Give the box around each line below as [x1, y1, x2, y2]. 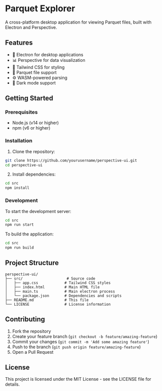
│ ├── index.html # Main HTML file [5, 285, 100, 289]
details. [5, 381, 20, 388]
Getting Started [5, 94, 54, 103]
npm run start [5, 222, 34, 227]
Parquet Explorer [5, 3, 75, 14]
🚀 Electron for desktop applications [12, 52, 83, 57]
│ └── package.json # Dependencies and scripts [5, 293, 122, 298]
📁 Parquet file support [12, 69, 57, 75]
